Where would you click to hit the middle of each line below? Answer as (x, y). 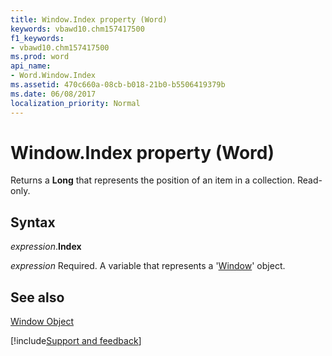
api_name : (31, 66)
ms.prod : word (40, 57)
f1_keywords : (37, 38)
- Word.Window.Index (53, 76)
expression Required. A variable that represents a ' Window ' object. (148, 266)
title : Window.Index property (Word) (89, 19)
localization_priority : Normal (75, 103)
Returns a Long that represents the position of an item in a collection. (153, 180)
